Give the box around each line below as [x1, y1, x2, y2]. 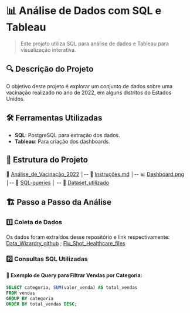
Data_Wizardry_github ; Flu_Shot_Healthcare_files [6, 240, 125, 247]
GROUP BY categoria [6, 295, 54, 301]
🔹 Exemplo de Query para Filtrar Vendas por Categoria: [6, 271, 142, 279]
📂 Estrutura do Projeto [6, 155, 88, 165]
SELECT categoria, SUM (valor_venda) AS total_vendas [6, 285, 138, 291]
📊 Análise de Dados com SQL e [6, 4, 162, 18]
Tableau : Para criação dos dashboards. [14, 138, 110, 145]
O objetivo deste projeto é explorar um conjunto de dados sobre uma [6, 82, 173, 89]
